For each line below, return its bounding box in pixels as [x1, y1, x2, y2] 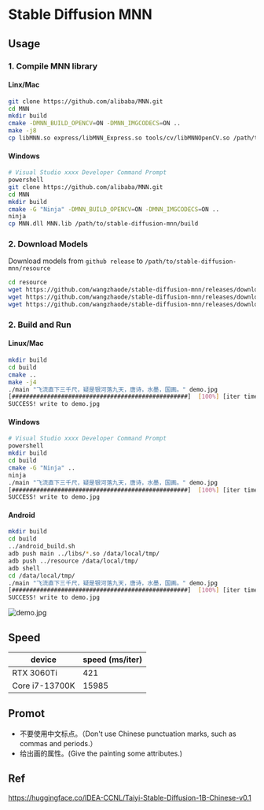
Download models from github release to [8, 256, 144, 266]
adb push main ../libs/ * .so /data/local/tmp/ [8, 550, 159, 558]
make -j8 [8, 127, 37, 135]
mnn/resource [8, 265, 51, 273]
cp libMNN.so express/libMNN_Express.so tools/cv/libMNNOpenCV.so [8, 134, 230, 143]
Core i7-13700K [12, 680, 75, 691]
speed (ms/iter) [82, 654, 143, 665]
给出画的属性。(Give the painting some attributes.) [19, 749, 183, 758]
